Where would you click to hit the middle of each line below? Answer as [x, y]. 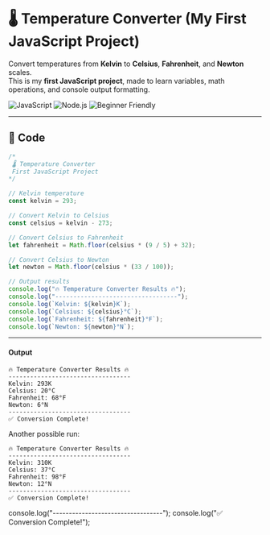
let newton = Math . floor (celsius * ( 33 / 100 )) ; [91, 267]
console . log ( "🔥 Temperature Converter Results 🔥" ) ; [97, 289]
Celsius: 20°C [32, 391]
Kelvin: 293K [30, 384]
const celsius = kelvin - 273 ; [61, 223]
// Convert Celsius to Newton [59, 259]
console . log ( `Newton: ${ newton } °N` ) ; [72, 326]
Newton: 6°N [28, 404]
